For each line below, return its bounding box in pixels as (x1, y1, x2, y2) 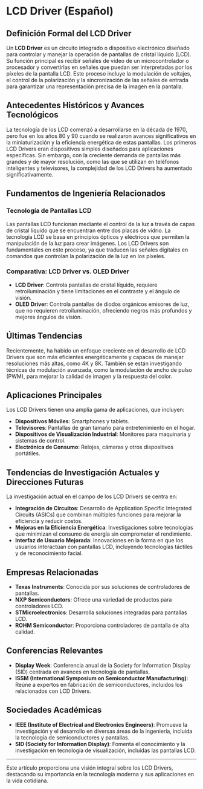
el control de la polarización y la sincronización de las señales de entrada (6, 77, 188, 83)
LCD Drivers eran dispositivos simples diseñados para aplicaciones (6, 145, 173, 152)
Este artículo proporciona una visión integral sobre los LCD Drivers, (6, 764, 173, 771)
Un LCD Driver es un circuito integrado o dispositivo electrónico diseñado (6, 44, 190, 51)
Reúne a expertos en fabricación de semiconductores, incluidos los (14, 681, 183, 688)
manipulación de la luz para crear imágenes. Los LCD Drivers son (6, 239, 169, 247)
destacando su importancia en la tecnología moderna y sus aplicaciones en (6, 770, 195, 778)
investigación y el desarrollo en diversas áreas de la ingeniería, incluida (14, 727, 193, 735)
